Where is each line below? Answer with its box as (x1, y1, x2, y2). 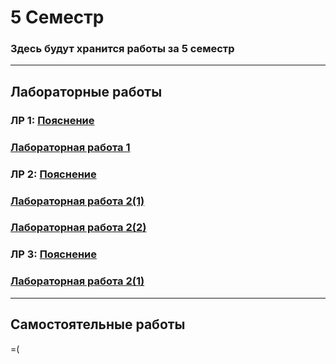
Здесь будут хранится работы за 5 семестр (10, 42, 235, 56)
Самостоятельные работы (10, 316, 186, 333)
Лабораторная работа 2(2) (10, 221, 147, 235)
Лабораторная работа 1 (10, 140, 131, 154)
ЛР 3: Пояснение (10, 247, 97, 261)
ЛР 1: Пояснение (10, 113, 95, 127)
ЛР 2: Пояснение (10, 167, 97, 181)
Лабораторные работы (10, 83, 163, 100)
